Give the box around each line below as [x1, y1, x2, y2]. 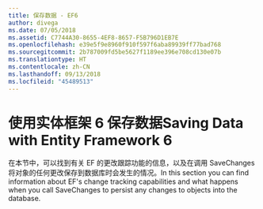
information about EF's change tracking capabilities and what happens [8, 177, 239, 186]
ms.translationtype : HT [8, 56, 87, 64]
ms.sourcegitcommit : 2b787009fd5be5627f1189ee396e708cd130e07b [8, 48, 222, 56]
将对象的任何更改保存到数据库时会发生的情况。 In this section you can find [8, 168, 250, 177]
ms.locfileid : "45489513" [8, 77, 93, 85]
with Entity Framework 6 [8, 131, 173, 149]
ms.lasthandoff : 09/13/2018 [8, 70, 101, 78]
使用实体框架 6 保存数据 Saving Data [8, 114, 244, 132]
